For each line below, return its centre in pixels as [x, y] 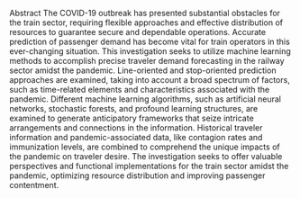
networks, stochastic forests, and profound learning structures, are [134, 108]
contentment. [34, 185]
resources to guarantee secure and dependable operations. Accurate [138, 32]
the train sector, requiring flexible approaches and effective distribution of [146, 22]
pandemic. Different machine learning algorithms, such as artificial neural [145, 99]
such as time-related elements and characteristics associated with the [140, 90]
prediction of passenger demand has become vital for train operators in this [150, 41]
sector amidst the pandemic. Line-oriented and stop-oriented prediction [143, 70]
